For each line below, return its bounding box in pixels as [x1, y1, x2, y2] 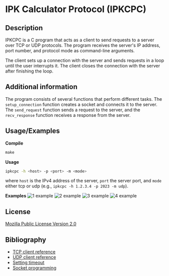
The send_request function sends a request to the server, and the [5, 107, 140, 113]
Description [5, 24, 43, 32]
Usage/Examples [5, 127, 60, 135]
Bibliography [5, 235, 46, 244]
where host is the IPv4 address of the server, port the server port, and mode [5, 178, 162, 184]
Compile [5, 140, 24, 146]
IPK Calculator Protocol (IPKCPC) [5, 4, 147, 15]
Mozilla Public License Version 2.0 [5, 221, 77, 227]
